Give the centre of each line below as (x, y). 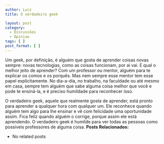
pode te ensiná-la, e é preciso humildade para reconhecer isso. (69, 91)
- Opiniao (19, 37)
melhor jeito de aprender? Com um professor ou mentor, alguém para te (78, 70)
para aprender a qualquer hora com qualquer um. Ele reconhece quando (79, 106)
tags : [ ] (15, 42)
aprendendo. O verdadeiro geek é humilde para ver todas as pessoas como (82, 121)
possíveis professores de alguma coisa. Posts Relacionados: (67, 127)
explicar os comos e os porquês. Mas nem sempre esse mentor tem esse (79, 75)
